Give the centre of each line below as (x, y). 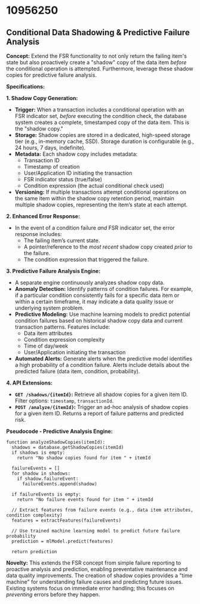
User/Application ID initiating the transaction (78, 173)
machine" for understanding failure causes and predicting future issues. (95, 582)
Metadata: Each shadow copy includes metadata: (76, 154)
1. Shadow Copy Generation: (42, 98)
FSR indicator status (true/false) (63, 179)
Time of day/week (46, 346)
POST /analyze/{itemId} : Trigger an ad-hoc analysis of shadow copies (101, 407)
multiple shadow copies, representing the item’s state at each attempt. (101, 205)
